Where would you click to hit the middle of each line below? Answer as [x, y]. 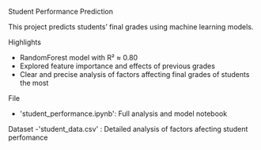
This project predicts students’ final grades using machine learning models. [131, 27]
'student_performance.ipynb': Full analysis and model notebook [123, 113]
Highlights [25, 42]
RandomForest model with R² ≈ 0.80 [79, 58]
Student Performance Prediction [61, 12]
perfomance [28, 137]
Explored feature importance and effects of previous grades [117, 66]
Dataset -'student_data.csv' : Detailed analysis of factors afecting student [128, 129]
